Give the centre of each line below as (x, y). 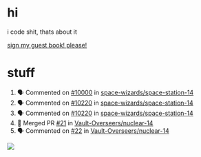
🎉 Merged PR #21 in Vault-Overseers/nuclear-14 (85, 123)
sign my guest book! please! (47, 45)
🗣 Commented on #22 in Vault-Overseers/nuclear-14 (93, 130)
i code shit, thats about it (42, 32)
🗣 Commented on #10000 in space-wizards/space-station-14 (105, 92)
